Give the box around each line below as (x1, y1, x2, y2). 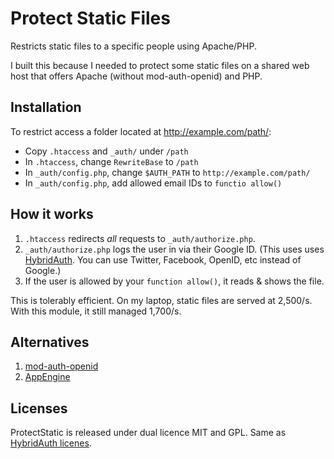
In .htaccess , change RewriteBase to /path (24, 155, 199, 167)
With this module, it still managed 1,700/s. (10, 305, 182, 317)
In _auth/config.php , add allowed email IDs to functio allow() (24, 177, 283, 189)
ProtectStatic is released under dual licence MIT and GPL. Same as (10, 427, 287, 439)
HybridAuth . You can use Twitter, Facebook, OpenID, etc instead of (24, 253, 302, 266)
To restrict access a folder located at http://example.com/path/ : (10, 125, 272, 137)
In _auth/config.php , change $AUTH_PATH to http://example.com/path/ (24, 166, 311, 178)
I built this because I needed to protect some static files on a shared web (10, 59, 310, 71)
